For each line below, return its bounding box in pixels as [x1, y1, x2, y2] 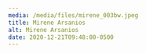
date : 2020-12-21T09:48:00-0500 [8, 33, 114, 41]
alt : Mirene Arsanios [8, 26, 79, 34]
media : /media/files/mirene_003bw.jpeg [8, 11, 139, 19]
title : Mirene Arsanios [8, 19, 86, 26]
